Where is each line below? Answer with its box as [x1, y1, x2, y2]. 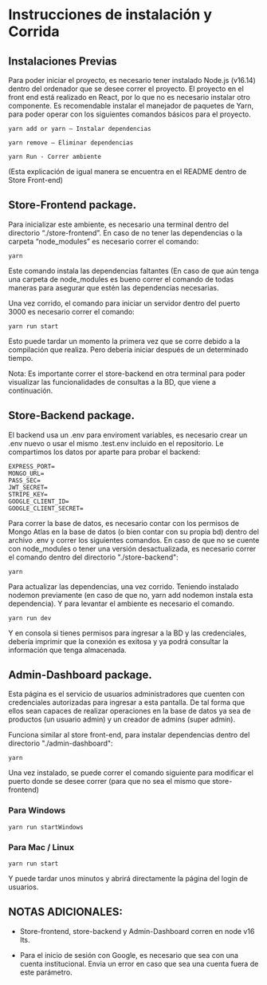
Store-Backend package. [8, 409, 135, 422]
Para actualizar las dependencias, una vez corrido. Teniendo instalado [8, 581, 239, 591]
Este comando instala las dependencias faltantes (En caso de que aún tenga [8, 266, 259, 275]
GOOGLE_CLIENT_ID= [8, 497, 69, 505]
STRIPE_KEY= [8, 490, 48, 498]
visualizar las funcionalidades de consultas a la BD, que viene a [8, 377, 217, 386]
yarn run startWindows [8, 823, 84, 831]
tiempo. [8, 353, 33, 362]
